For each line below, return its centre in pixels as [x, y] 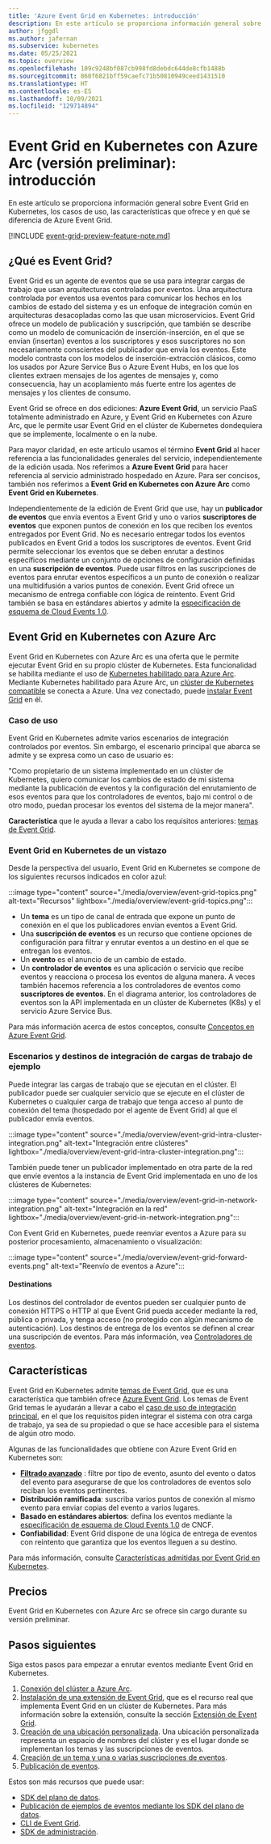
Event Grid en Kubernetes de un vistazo [88, 850]
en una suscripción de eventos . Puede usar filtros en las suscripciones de [132, 568]
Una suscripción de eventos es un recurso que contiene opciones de [136, 934]
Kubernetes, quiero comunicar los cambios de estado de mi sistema [121, 779]
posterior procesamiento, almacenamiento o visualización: [105, 1241]
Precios [28, 1591]
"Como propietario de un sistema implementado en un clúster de [116, 770]
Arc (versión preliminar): [92, 163]
